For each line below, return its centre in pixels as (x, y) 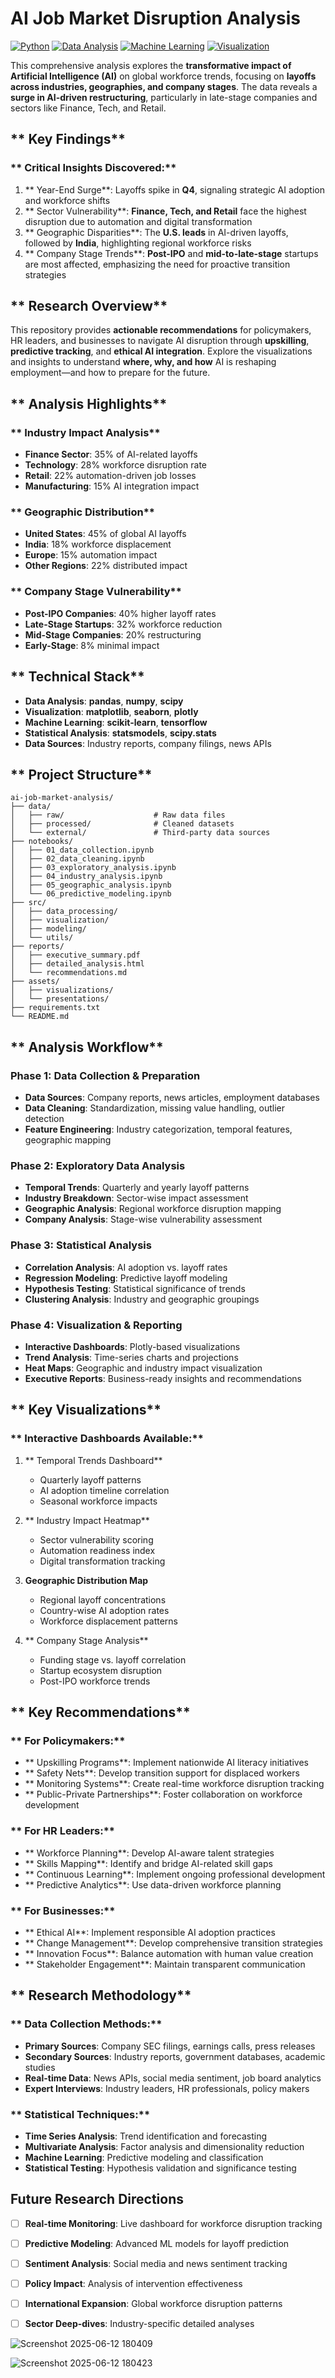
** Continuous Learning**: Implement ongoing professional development (175, 1874)
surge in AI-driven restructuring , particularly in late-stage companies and (164, 97)
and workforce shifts (67, 200)
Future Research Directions (97, 2199)
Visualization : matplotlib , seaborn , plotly (111, 711)
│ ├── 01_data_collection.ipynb (82, 850)
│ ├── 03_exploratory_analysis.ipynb (93, 868)
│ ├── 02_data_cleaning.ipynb (77, 859)
